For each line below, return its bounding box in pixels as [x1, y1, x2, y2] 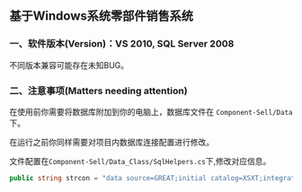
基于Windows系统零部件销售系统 [9, 8, 193, 24]
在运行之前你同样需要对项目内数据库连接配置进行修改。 [9, 136, 214, 147]
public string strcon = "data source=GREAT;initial [9, 173, 207, 182]
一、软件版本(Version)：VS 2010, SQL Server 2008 [9, 38, 235, 50]
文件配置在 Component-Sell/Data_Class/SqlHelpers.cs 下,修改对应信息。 [9, 155, 271, 166]
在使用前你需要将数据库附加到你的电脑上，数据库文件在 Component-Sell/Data [9, 106, 293, 117]
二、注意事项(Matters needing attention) [9, 84, 188, 97]
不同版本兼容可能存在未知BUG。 [9, 59, 129, 70]
